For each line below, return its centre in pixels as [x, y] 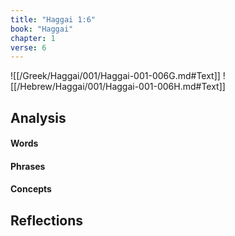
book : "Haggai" [42, 29]
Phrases [28, 166]
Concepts [31, 189]
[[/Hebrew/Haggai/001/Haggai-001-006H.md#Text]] [118, 87]
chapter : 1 [33, 38]
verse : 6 [28, 47]
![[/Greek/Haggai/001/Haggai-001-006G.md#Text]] [115, 76]
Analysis [38, 117]
